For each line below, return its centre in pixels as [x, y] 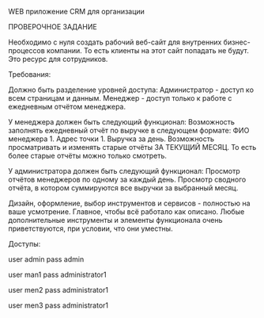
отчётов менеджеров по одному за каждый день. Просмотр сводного [127, 179]
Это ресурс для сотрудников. [58, 59]
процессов [26, 50]
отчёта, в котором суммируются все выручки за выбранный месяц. [123, 188]
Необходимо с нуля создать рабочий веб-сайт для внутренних [115, 42]
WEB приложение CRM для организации [76, 11]
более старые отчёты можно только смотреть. [88, 155]
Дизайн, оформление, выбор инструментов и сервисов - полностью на [129, 203]
